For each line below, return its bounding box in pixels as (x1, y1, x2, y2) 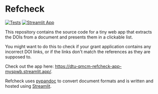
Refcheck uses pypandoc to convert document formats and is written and (5, 78, 154, 84)
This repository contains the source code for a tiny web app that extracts (5, 29, 152, 35)
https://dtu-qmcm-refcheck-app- (55, 63, 122, 69)
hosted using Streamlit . (5, 83, 52, 89)
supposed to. (5, 54, 32, 59)
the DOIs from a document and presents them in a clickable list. (5, 34, 133, 40)
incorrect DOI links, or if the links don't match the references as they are (5, 49, 151, 55)
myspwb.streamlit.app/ (5, 68, 51, 74)
